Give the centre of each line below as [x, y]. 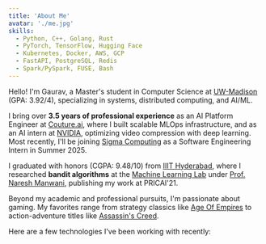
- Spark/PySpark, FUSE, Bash [65, 69]
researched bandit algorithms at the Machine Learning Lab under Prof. [127, 174]
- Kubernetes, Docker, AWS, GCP [70, 53]
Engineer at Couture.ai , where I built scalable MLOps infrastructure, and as [133, 124]
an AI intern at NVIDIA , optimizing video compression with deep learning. [130, 133]
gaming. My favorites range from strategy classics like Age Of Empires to [130, 207]
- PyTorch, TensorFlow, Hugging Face [79, 46]
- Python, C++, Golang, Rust [65, 38]
